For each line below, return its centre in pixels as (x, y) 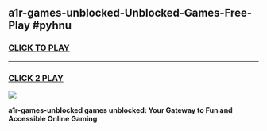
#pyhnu (52, 26)
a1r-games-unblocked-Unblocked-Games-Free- (130, 13)
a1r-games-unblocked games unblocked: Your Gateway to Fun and (120, 110)
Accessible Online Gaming (53, 118)
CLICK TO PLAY (39, 48)
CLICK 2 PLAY (36, 78)
